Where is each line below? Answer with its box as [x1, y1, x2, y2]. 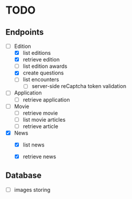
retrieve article [22, 122, 58, 130]
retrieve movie [22, 109, 58, 116]
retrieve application [22, 96, 70, 103]
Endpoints [5, 27, 44, 37]
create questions [22, 69, 64, 77]
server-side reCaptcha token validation [31, 83, 127, 90]
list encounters [22, 76, 60, 83]
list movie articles [22, 116, 66, 123]
